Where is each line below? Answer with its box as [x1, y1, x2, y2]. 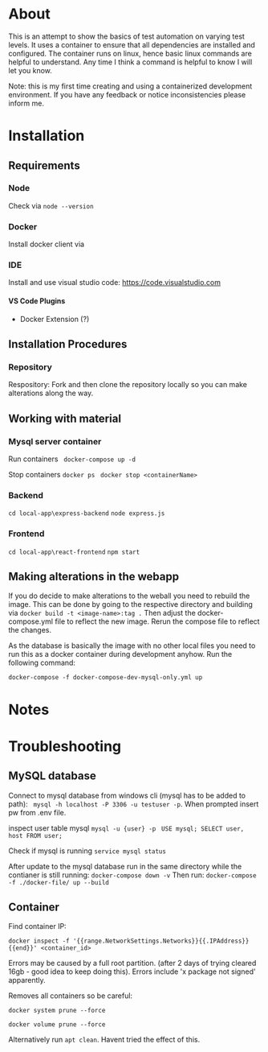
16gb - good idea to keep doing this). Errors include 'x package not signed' [8, 967, 256, 976]
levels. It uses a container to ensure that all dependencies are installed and [8, 39, 255, 49]
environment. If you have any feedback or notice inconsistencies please [8, 89, 246, 99]
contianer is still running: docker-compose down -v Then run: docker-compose [8, 870, 257, 880]
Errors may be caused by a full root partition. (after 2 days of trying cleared [8, 959, 257, 968]
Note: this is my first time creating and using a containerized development [8, 81, 253, 91]
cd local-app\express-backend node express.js [8, 509, 165, 518]
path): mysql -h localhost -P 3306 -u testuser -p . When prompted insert [8, 798, 259, 809]
